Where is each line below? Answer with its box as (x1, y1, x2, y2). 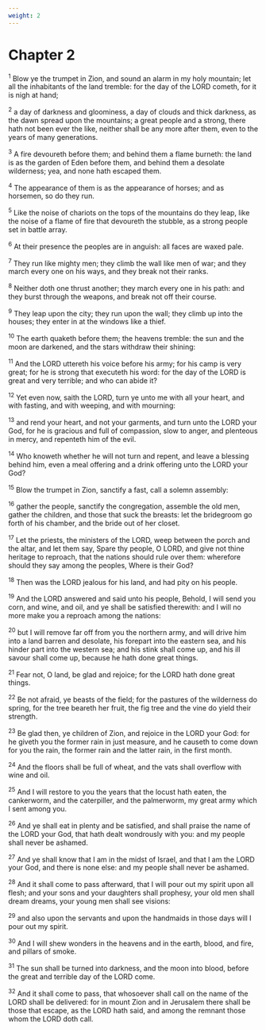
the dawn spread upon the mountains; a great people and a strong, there (8, 115, 246, 125)
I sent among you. (8, 803, 67, 813)
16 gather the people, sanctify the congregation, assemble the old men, (8, 500, 241, 511)
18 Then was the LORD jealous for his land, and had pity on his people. (8, 575, 238, 587)
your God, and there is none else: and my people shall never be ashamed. (8, 863, 249, 873)
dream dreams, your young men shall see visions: (8, 896, 171, 906)
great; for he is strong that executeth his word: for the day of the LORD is (8, 367, 246, 377)
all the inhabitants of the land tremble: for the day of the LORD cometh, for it (8, 82, 256, 91)
